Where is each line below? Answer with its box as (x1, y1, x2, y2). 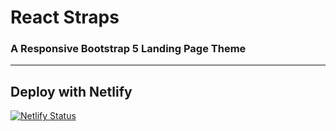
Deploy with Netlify (10, 83, 133, 100)
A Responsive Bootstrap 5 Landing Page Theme (10, 42, 247, 56)
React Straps (10, 6, 120, 29)
